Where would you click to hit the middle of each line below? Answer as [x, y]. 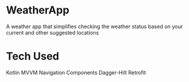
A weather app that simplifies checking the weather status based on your [95, 26]
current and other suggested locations [53, 32]
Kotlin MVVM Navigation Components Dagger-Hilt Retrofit [76, 72]
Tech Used [33, 57]
